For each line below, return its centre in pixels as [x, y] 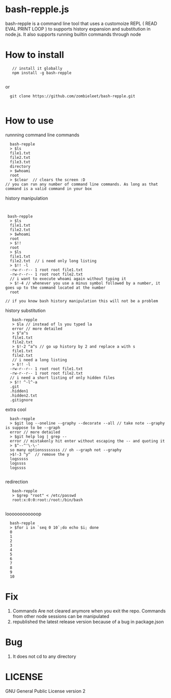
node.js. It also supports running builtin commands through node [73, 34]
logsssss [19, 459]
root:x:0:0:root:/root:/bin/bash [47, 500]
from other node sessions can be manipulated [61, 616]
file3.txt [20, 162]
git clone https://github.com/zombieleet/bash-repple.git [73, 96]
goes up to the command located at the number [55, 288]
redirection [17, 482]
